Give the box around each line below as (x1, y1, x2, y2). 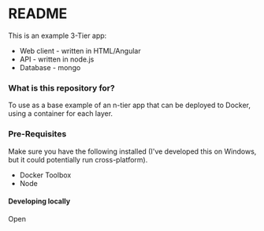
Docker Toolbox (19, 170, 72, 180)
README (8, 5, 68, 23)
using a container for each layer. (8, 109, 113, 118)
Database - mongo (19, 62, 81, 72)
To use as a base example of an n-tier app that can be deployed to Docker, (8, 100, 251, 110)
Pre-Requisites (8, 129, 67, 140)
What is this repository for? (8, 82, 116, 93)
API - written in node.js (19, 54, 95, 64)
